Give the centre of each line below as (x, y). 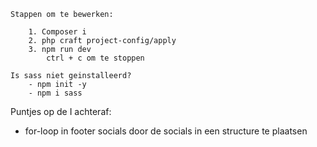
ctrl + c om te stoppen (95, 58)
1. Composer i (57, 32)
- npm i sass (55, 93)
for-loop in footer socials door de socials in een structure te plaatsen (166, 131)
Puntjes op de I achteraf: (61, 111)
